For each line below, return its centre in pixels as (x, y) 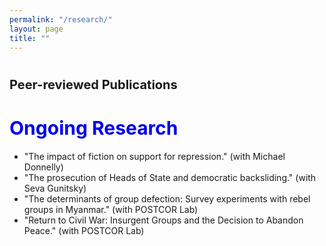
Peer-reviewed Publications (93, 84)
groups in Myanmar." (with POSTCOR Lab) (111, 209)
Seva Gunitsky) (55, 188)
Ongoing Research (94, 128)
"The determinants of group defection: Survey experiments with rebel (167, 198)
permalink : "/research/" (61, 19)
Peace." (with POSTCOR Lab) (84, 230)
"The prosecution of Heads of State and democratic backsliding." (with (170, 177)
